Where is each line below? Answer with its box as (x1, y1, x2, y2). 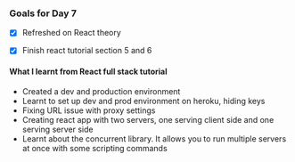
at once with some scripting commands (21, 142, 168, 153)
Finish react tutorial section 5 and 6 (21, 45, 152, 56)
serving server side (21, 124, 94, 134)
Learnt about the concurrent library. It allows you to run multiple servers (21, 133, 287, 144)
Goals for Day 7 (9, 7, 78, 20)
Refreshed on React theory (21, 28, 122, 38)
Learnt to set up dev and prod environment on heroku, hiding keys (21, 95, 266, 106)
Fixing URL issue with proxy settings (21, 105, 156, 116)
